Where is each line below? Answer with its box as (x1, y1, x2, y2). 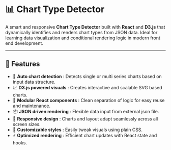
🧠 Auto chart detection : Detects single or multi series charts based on (12, 73, 162, 79)
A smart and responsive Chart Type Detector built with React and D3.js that (5, 23, 165, 30)
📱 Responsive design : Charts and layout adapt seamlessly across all (12, 115, 158, 122)
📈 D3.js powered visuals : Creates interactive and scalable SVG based (12, 84, 162, 90)
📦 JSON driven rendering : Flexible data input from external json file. (12, 108, 159, 114)
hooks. (12, 139, 27, 145)
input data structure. (12, 79, 56, 85)
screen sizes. (12, 121, 41, 127)
